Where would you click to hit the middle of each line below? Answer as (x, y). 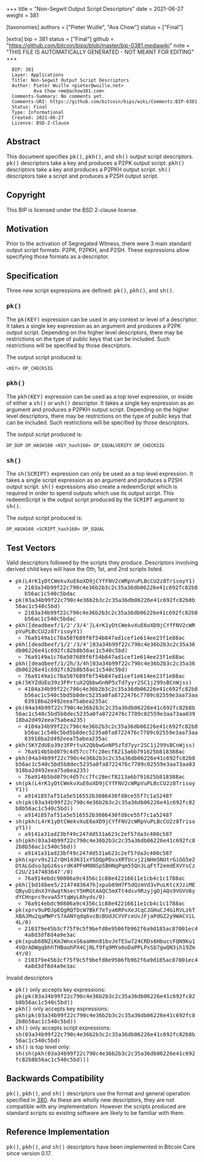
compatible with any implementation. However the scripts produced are (96, 1106)
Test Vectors (31, 548)
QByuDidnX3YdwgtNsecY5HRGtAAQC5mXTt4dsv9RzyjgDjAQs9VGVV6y (105, 891)
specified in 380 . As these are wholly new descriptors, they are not (90, 1100)
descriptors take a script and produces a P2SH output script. (83, 176)
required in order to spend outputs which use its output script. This (90, 493)
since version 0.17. (29, 1153)
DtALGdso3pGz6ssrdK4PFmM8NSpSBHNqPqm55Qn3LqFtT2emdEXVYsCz (105, 866)
